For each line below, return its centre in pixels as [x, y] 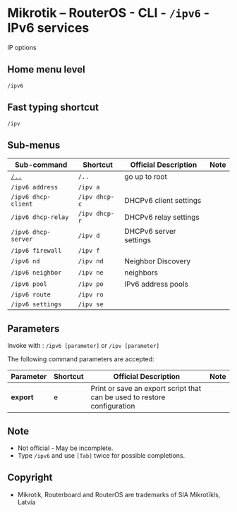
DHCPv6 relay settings [162, 218]
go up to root [146, 177]
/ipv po [91, 284]
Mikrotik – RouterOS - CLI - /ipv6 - [109, 13]
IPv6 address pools [156, 285]
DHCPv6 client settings [163, 201]
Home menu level [47, 69]
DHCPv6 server [150, 232]
